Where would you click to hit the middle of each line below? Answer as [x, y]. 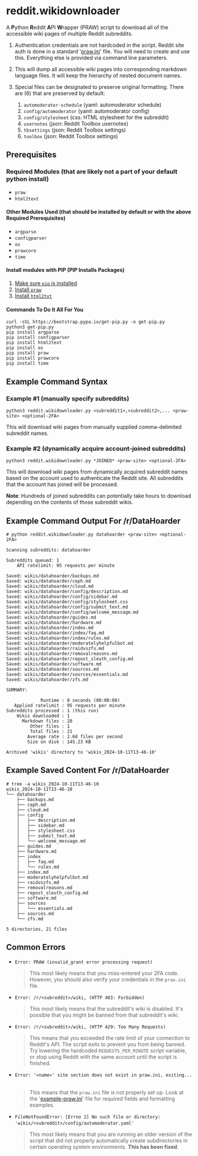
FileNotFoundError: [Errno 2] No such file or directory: [87, 1117]
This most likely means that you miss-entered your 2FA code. [104, 973]
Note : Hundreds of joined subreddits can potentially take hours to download [99, 496]
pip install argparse [33, 332]
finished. [40, 1063]
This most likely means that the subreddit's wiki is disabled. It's [106, 1008]
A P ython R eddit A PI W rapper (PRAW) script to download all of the [87, 27]
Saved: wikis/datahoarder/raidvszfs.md [55, 649]
